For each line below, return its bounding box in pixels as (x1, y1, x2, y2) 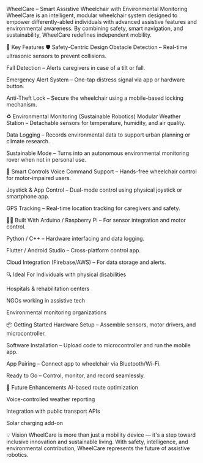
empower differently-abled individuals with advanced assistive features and (6, 18, 197, 25)
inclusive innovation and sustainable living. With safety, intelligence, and (6, 438, 188, 445)
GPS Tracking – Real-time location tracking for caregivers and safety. (6, 205, 180, 212)
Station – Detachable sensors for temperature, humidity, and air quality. (6, 119, 186, 126)
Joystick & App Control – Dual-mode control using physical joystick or (6, 186, 182, 194)
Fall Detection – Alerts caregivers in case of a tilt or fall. (6, 64, 146, 71)
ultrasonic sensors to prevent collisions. (6, 52, 107, 59)
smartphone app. (6, 193, 50, 200)
